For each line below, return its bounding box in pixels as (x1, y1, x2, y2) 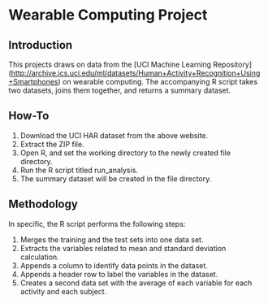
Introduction (8, 38, 73, 52)
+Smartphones (8, 77, 58, 86)
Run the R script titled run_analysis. (19, 165, 138, 175)
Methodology (8, 198, 79, 211)
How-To (8, 109, 50, 123)
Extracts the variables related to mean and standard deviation (19, 243, 227, 253)
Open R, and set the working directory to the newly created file (19, 148, 231, 158)
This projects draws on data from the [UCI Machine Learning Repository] (8, 59, 253, 69)
